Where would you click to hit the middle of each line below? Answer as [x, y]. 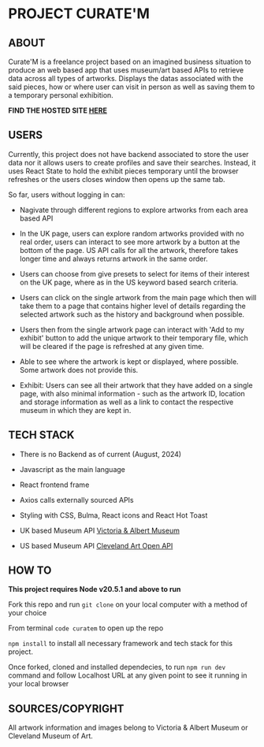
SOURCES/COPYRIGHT [66, 709]
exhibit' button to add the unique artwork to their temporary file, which [134, 338]
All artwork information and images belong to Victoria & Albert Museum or [128, 728]
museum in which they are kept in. [75, 410]
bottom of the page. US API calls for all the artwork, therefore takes [129, 250]
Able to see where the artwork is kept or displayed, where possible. [129, 361]
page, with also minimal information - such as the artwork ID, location [132, 393]
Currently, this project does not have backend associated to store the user [129, 154]
